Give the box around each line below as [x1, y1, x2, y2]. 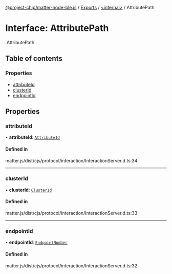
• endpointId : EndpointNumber [5, 239, 68, 246]
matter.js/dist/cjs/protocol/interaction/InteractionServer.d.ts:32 [5, 262, 137, 269]
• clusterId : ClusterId [5, 187, 52, 193]
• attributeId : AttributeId [5, 134, 60, 140]
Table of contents [5, 54, 62, 63]
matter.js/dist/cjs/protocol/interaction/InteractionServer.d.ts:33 [5, 210, 138, 216]
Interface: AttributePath [5, 23, 109, 34]
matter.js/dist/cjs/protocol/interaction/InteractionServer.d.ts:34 [5, 157, 138, 163]
